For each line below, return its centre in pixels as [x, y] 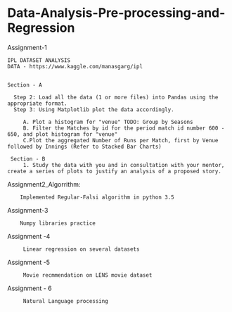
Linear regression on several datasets [81, 249]
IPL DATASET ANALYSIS [39, 60]
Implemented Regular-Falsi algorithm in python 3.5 [97, 197]
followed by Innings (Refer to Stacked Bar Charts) [84, 146]
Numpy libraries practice [58, 223]
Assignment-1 [27, 47]
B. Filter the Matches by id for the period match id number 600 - [124, 128]
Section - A [25, 85]
